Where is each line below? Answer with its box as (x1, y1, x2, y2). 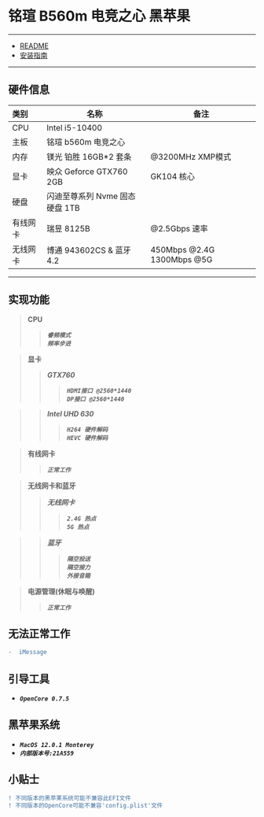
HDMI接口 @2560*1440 (66, 386, 132, 394)
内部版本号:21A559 (19, 749, 75, 757)
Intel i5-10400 (46, 122, 103, 133)
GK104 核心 (150, 171, 195, 182)
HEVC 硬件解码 (66, 434, 108, 442)
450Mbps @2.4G (150, 244, 215, 255)
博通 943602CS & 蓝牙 (46, 245, 131, 256)
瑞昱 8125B (46, 223, 90, 234)
